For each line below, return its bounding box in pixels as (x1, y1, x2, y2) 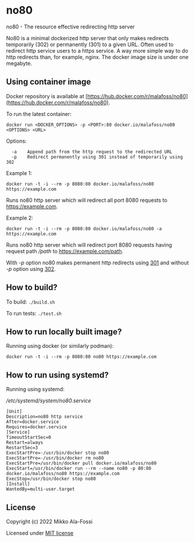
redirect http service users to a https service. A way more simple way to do (6, 47, 189, 54)
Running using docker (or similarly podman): (6, 343, 114, 350)
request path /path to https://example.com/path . (6, 247, 124, 254)
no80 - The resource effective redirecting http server (6, 23, 135, 30)
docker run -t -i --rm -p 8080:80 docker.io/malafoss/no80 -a (6, 225, 162, 231)
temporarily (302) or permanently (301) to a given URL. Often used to (6, 41, 174, 48)
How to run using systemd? (6, 370, 109, 380)
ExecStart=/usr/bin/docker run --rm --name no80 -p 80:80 (6, 466, 151, 472)
